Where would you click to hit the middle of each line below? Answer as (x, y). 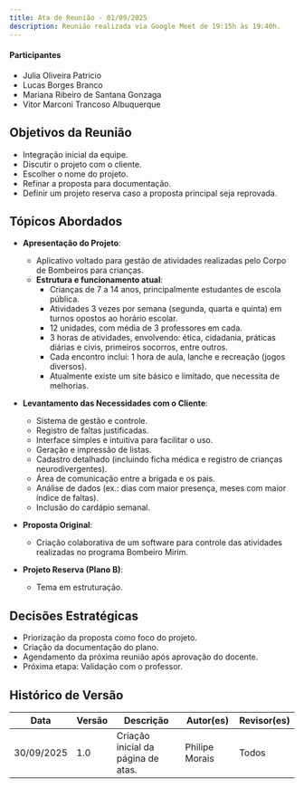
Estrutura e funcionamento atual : (100, 280)
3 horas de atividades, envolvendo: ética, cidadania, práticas (162, 338)
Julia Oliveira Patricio (62, 75)
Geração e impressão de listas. (94, 450)
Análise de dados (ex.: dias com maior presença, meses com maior (161, 488)
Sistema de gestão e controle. (92, 421)
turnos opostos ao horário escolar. (114, 319)
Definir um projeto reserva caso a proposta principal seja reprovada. (150, 193)
